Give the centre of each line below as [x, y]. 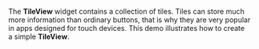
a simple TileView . [39, 36]
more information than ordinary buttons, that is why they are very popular [129, 20]
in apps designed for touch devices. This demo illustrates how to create [127, 28]
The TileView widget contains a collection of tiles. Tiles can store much [126, 11]
